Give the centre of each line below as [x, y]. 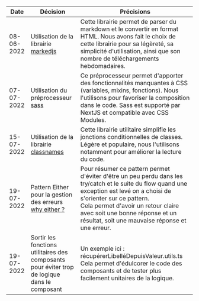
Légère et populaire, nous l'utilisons [130, 144]
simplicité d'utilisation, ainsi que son [130, 51]
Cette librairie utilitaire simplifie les [128, 130]
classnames [47, 152]
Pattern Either [50, 187]
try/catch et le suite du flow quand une [134, 184]
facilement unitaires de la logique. [127, 278]
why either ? [48, 209]
